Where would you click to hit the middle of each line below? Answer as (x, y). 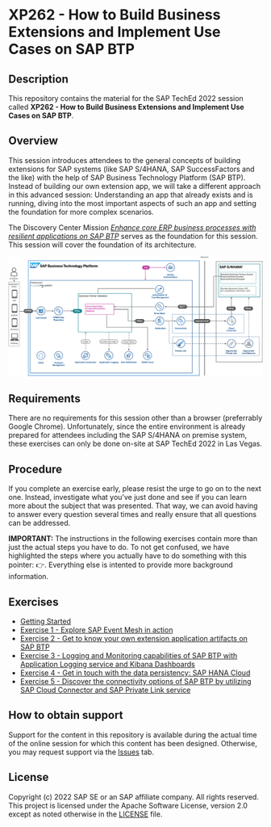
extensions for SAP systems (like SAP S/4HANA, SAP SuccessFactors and (131, 169)
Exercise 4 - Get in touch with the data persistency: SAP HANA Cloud (135, 673)
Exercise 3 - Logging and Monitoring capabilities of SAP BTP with (129, 655)
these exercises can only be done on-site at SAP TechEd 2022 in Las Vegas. (135, 444)
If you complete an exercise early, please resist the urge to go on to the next (135, 489)
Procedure (35, 469)
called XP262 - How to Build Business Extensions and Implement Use (126, 107)
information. (29, 577)
